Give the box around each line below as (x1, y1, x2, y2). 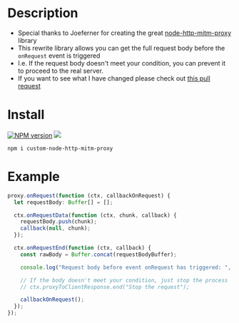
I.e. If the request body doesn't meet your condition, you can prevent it (17, 58, 226, 67)
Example (7, 169, 60, 185)
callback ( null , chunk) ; (20, 225, 91, 232)
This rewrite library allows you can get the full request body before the (17, 43, 225, 52)
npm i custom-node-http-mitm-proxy (7, 145, 113, 152)
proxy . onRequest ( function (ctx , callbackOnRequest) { (7, 192, 171, 199)
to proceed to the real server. (17, 66, 103, 75)
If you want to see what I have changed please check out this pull (17, 73, 210, 83)
